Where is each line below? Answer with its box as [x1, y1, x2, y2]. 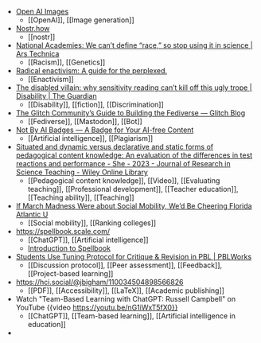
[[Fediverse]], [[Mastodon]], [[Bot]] [27, 117, 143, 126]
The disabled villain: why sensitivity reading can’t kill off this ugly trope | [15, 83, 252, 92]
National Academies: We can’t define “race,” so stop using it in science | [15, 41, 253, 50]
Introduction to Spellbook [27, 244, 111, 253]
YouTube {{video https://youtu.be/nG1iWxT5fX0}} [15, 302, 178, 312]
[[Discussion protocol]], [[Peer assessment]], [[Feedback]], [27, 260, 223, 270]
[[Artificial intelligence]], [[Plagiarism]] [27, 134, 154, 142]
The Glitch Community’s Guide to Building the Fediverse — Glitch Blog [15, 108, 246, 118]
